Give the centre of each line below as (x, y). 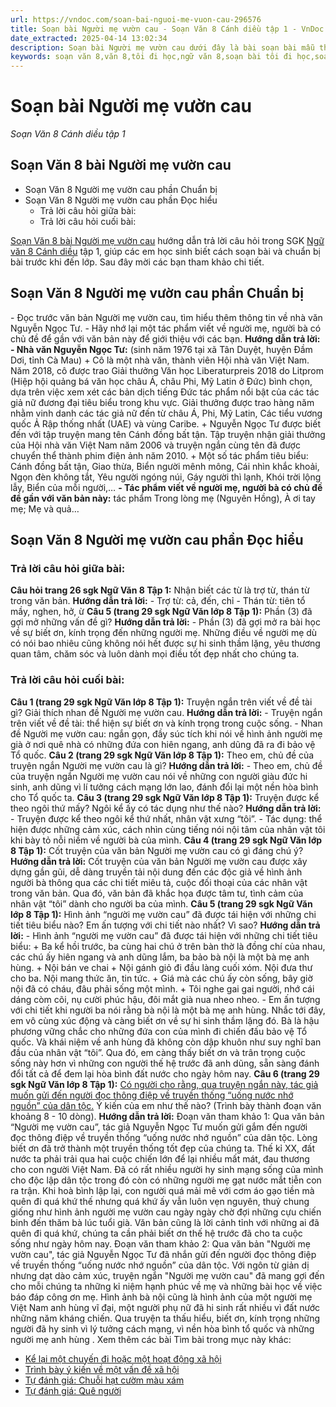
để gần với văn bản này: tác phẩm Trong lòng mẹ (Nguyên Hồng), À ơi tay (163, 498)
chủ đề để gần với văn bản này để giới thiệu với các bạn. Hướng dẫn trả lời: (165, 338)
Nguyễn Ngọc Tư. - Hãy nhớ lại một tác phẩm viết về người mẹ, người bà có (166, 328)
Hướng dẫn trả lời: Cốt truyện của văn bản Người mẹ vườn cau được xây (159, 861)
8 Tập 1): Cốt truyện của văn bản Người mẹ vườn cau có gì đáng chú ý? (157, 850)
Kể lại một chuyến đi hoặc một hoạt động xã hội (123, 1358)
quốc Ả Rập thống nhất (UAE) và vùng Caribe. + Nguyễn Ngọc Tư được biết (165, 423)
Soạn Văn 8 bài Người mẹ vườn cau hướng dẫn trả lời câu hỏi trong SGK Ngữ (167, 240)
